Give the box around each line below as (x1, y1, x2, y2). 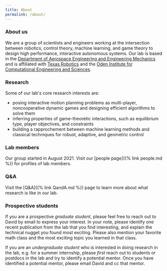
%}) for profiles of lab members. (5, 161, 71, 167)
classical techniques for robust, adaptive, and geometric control (12, 132, 144, 138)
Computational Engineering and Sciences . (5, 66, 91, 72)
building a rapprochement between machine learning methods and (12, 126, 150, 132)
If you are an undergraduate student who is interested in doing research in (5, 244, 158, 250)
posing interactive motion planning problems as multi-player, (12, 100, 137, 106)
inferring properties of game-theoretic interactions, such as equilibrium (12, 116, 159, 122)
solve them (12, 110, 36, 116)
